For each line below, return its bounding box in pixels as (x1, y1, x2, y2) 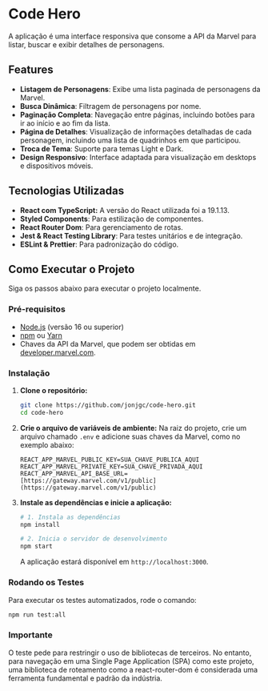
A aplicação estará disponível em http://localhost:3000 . (19, 557, 209, 567)
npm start (19, 542, 54, 551)
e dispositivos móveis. (19, 161, 94, 171)
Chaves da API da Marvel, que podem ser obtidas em (19, 339, 196, 348)
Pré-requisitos (8, 303, 66, 315)
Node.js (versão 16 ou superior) (19, 322, 124, 331)
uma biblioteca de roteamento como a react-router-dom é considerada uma (8, 665, 258, 674)
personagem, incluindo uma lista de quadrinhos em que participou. (19, 135, 242, 145)
